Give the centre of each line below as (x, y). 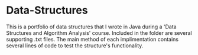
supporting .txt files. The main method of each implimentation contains (92, 39)
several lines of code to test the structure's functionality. (75, 46)
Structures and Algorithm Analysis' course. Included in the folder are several (99, 33)
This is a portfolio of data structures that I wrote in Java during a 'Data (91, 27)
